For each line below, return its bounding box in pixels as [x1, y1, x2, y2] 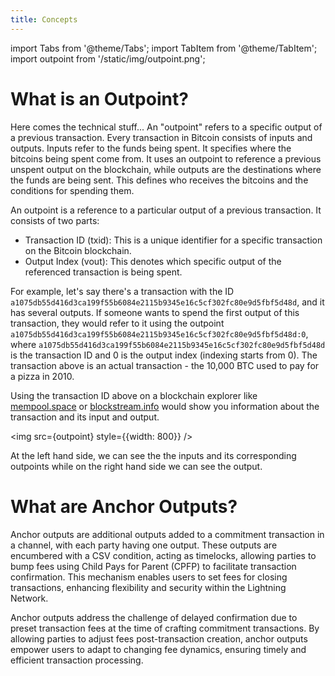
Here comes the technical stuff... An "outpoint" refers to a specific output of [10, 121, 323, 133]
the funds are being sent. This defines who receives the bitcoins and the [10, 174, 309, 186]
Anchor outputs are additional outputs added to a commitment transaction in [10, 528, 325, 540]
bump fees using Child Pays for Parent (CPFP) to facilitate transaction [10, 560, 297, 572]
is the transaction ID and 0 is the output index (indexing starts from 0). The [10, 349, 318, 361]
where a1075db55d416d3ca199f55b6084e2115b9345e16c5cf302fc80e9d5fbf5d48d [10, 338, 326, 350]
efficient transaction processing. [10, 654, 144, 666]
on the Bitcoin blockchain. [24, 244, 132, 256]
